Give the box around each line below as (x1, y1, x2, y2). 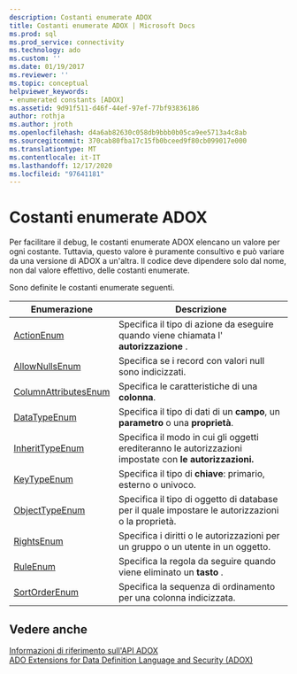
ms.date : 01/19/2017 (9, 63, 86, 72)
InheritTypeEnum (13, 442, 85, 454)
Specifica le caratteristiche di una (118, 380, 258, 392)
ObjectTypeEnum (13, 504, 86, 516)
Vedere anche (9, 622, 88, 637)
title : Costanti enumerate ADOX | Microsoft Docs (9, 21, 196, 30)
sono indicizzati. (118, 366, 187, 378)
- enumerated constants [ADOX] (9, 95, 125, 105)
